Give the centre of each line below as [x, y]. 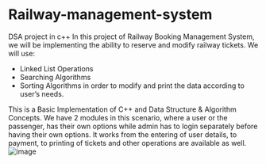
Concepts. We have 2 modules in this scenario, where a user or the [118, 117]
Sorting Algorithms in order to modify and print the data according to [132, 86]
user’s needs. [42, 93]
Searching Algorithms [55, 77]
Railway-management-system [110, 15]
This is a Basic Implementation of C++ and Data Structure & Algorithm [122, 109]
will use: [22, 53]
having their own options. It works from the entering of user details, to [123, 134]
